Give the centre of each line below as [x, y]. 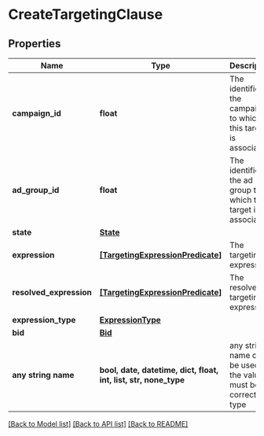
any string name [43, 375]
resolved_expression [52, 292]
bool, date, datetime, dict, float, [159, 370]
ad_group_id [36, 190]
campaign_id [37, 113]
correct [243, 395]
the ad [241, 180]
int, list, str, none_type [142, 380]
